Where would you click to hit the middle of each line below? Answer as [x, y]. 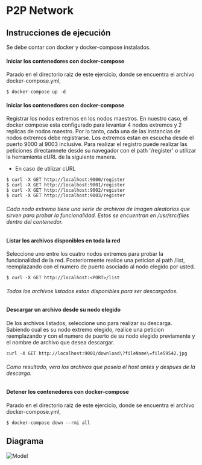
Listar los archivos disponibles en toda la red [63, 240]
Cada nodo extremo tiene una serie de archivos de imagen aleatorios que [98, 209]
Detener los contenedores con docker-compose [68, 392]
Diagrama [25, 441]
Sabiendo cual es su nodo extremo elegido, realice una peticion [85, 330]
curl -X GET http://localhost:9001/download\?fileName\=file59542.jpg [97, 353]
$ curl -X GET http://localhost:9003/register [66, 196]
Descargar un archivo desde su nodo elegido [64, 310]
